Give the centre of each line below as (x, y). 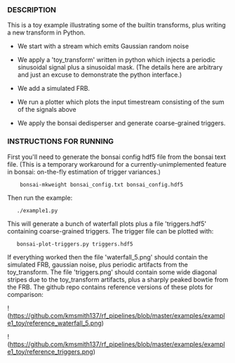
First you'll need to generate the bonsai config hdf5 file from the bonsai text (117, 157)
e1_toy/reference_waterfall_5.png (54, 323)
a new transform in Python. (46, 32)
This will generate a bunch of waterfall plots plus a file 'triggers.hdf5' (107, 224)
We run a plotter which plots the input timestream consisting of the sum (121, 102)
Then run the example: (40, 198)
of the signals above (47, 110)
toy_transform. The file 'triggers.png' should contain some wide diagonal (112, 272)
